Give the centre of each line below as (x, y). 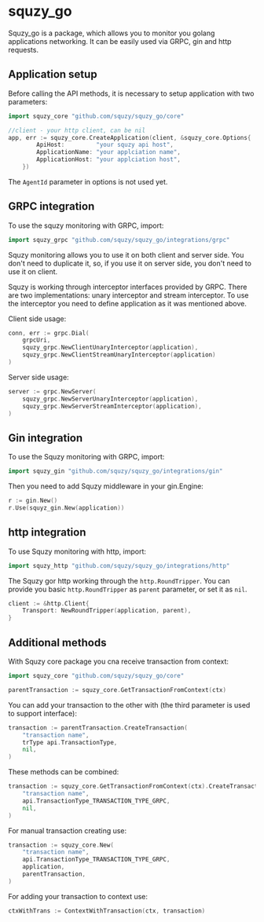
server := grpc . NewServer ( (52, 391)
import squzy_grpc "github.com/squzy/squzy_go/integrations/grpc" (119, 240)
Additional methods (57, 642)
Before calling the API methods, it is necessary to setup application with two (131, 93)
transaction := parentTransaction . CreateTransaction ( (98, 728)
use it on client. (33, 271)
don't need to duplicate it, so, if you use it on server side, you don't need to (130, 263)
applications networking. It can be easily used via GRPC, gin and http (120, 41)
